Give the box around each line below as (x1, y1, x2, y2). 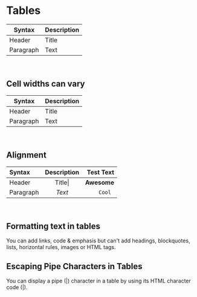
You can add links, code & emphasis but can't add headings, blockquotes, (6, 237, 190, 244)
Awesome (85, 178, 115, 187)
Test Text (86, 168, 115, 176)
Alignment (6, 150, 47, 161)
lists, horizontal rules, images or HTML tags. (6, 244, 116, 251)
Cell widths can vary (6, 79, 85, 89)
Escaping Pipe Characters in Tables (6, 261, 143, 272)
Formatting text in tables (6, 221, 101, 231)
